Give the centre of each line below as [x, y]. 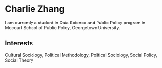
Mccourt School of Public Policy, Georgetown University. [63, 27]
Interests [19, 43]
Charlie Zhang [35, 9]
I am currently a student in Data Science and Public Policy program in [75, 23]
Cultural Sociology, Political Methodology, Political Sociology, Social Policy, [81, 55]
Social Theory [19, 60]
